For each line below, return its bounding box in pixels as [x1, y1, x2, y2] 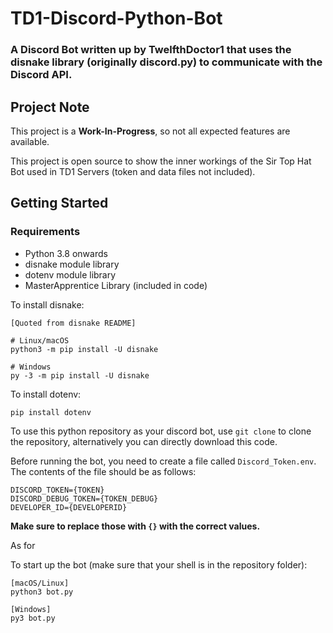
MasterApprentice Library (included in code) [24, 279, 208, 291]
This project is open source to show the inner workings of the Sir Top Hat [10, 155, 312, 167]
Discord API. [10, 68, 73, 82]
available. [10, 135, 50, 147]
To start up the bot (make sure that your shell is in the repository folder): [10, 558, 308, 571]
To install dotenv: [10, 388, 82, 400]
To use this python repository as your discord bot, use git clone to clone [10, 425, 312, 437]
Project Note [10, 98, 90, 116]
